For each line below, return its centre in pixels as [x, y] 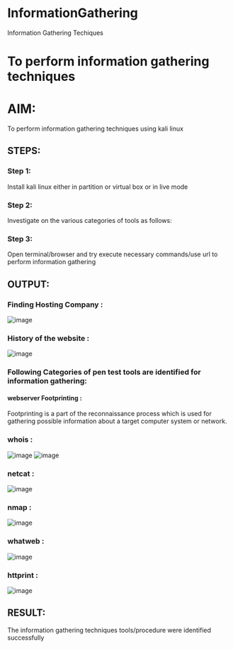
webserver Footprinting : [45, 398]
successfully [26, 638]
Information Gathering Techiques [56, 33]
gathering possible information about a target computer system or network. [117, 421]
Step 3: [20, 239]
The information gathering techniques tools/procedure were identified [109, 630]
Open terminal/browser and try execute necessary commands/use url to [113, 254]
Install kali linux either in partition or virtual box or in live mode [98, 187]
